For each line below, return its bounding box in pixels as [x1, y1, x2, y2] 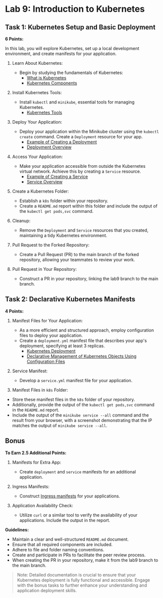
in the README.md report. [12, 407, 60, 413]
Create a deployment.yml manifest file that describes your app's [19, 338, 147, 343]
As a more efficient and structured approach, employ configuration [19, 327, 154, 333]
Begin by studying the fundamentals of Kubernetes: [19, 70, 123, 76]
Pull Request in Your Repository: [12, 266, 77, 272]
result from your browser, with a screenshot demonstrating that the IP [12, 417, 152, 423]
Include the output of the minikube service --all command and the [12, 412, 149, 418]
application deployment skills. [17, 587, 77, 593]
